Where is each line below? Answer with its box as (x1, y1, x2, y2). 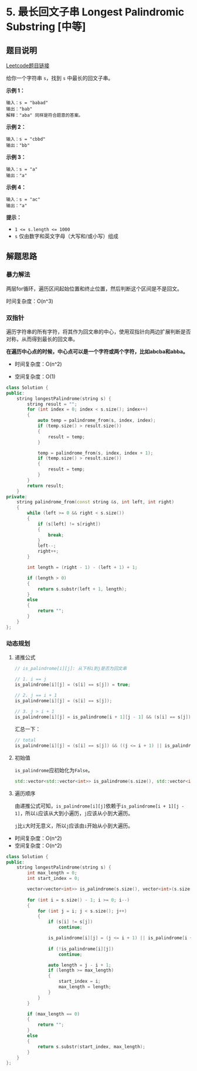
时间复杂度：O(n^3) (6, 298, 54, 305)
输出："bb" (6, 142, 30, 148)
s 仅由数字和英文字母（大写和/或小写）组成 (14, 233, 118, 239)
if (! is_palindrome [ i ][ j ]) (47, 946, 114, 952)
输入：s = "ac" (6, 196, 40, 202)
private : (6, 493, 28, 500)
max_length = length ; (58, 984, 111, 990)
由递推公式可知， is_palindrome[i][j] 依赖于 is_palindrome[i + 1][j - (14, 802, 185, 809)
